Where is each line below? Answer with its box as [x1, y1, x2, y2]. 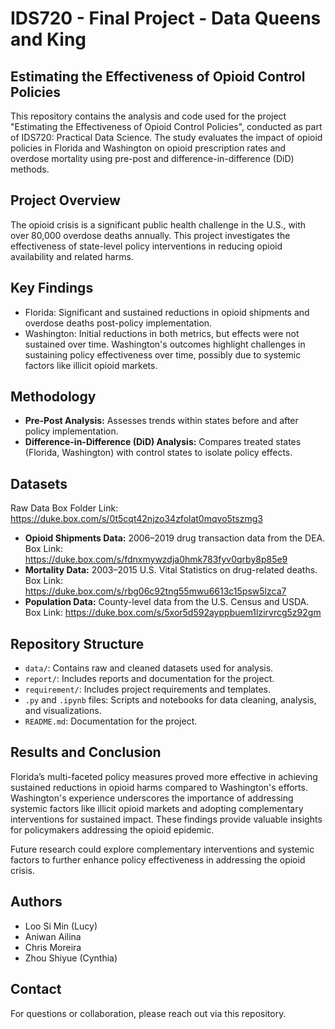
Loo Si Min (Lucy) [24, 920, 98, 932]
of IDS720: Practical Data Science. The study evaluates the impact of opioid [10, 132, 323, 143]
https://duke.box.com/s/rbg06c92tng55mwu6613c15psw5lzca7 [24, 585, 287, 597]
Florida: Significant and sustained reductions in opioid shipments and [24, 306, 310, 318]
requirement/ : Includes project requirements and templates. [24, 683, 271, 696]
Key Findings [10, 280, 94, 297]
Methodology [10, 388, 97, 406]
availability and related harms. [10, 250, 134, 262]
